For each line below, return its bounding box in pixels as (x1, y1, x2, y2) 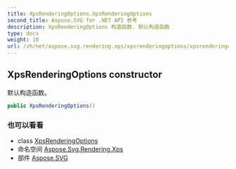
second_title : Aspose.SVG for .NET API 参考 (7, 17, 138, 24)
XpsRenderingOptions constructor (7, 69, 163, 81)
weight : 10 (7, 36, 39, 43)
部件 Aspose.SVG (17, 154, 68, 162)
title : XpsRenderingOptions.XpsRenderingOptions (7, 10, 152, 18)
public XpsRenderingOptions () (7, 102, 96, 109)
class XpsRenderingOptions (17, 136, 98, 144)
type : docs (7, 29, 39, 37)
